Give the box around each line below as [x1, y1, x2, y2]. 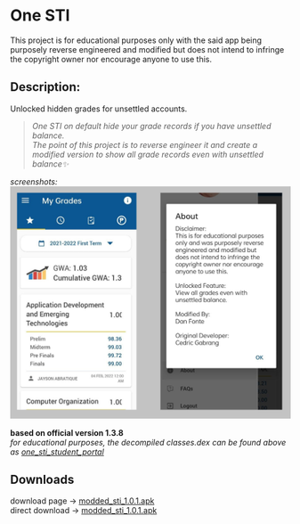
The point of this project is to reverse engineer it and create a [31, 139, 258, 150]
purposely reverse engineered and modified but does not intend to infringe [10, 44, 285, 54]
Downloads [10, 472, 75, 487]
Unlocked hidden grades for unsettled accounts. [10, 103, 188, 114]
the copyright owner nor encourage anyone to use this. [10, 53, 213, 64]
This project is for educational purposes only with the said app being [10, 35, 262, 45]
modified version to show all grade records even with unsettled [31, 149, 264, 160]
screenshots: [10, 176, 58, 187]
